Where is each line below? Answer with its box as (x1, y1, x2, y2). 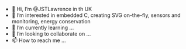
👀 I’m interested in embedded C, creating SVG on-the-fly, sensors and (11, 12, 181, 19)
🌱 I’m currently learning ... (11, 24, 74, 31)
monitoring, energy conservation (11, 18, 91, 24)
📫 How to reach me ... (11, 37, 66, 44)
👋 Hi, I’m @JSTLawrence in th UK (11, 6, 92, 12)
